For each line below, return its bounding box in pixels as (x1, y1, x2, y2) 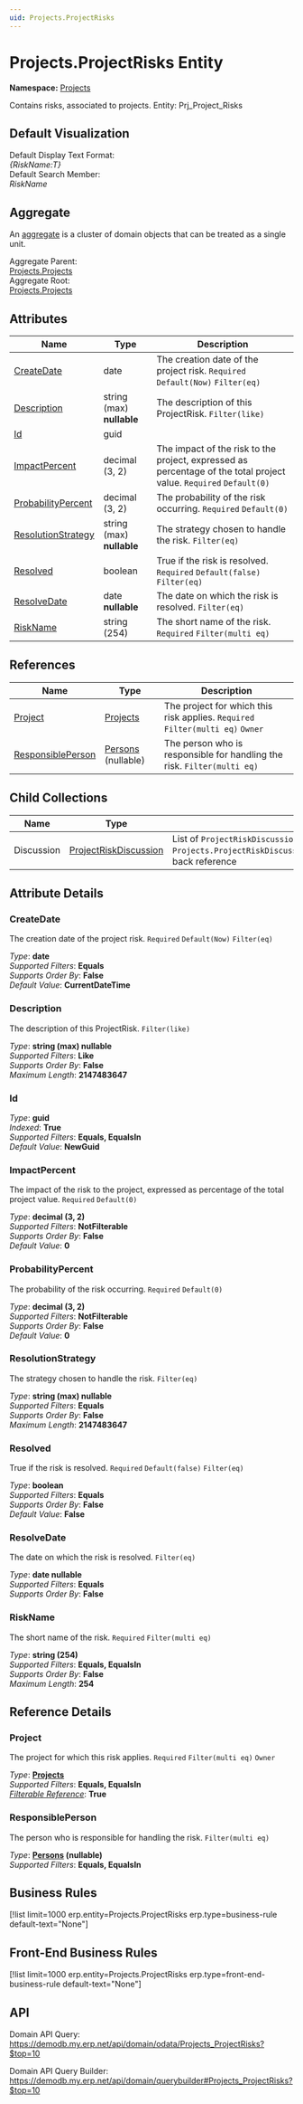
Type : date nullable (9, 1569, 83, 1580)
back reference (172, 855, 237, 867)
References (9, 658, 76, 673)
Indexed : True (9, 1122, 61, 1133)
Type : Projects (9, 1769, 65, 1780)
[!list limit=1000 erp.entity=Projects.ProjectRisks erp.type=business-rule (9, 1910, 278, 1920)
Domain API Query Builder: (9, 2066, 109, 2077)
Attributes (9, 311, 68, 327)
